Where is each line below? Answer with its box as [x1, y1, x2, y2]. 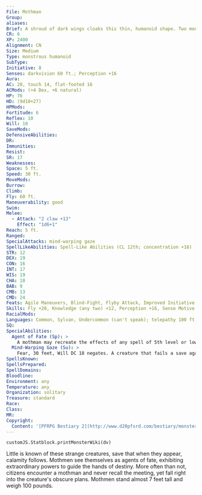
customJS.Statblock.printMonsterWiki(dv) [6, 440, 112, 446]
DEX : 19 [6, 255, 26, 261]
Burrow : [6, 182, 26, 188]
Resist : [6, 149, 26, 155]
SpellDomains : [6, 367, 42, 373]
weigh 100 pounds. [6, 482, 54, 490]
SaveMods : [6, 126, 31, 132]
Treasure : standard [6, 395, 55, 401]
